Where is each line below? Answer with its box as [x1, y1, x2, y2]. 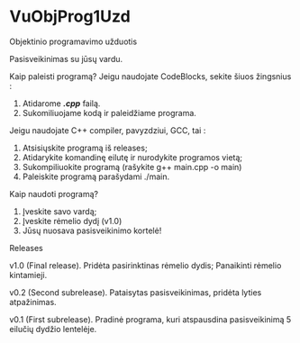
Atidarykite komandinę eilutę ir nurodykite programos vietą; [22, 151, 243, 163]
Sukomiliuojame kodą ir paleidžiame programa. [22, 107, 196, 118]
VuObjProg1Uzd [9, 6, 131, 27]
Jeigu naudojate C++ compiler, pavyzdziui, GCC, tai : [9, 124, 206, 136]
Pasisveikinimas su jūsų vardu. [9, 53, 123, 64]
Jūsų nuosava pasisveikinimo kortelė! [22, 225, 162, 236]
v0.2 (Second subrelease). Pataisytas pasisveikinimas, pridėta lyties [9, 286, 262, 298]
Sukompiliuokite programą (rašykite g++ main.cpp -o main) [22, 161, 242, 172]
